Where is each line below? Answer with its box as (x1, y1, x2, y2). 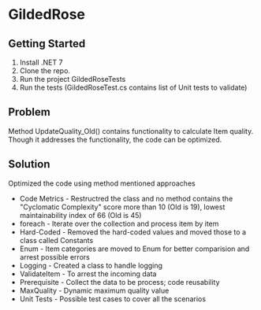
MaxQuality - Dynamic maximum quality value (19, 286, 170, 295)
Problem (8, 105, 51, 119)
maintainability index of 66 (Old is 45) (19, 210, 142, 220)
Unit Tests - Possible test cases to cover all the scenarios (19, 293, 207, 304)
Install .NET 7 (19, 57, 63, 67)
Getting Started (8, 37, 86, 50)
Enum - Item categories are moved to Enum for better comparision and (19, 244, 250, 253)
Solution (8, 157, 50, 171)
